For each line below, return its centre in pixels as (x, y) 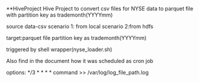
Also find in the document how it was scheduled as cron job (80, 61)
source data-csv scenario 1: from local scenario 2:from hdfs (80, 26)
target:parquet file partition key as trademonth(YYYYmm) (76, 38)
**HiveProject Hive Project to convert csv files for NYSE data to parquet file (100, 9)
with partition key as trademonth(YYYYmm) (59, 15)
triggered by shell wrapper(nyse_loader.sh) (59, 49)
